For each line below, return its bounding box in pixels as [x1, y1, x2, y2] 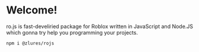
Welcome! [6, 4, 58, 17]
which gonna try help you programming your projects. [6, 29, 138, 36]
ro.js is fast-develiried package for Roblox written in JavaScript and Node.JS [6, 23, 194, 30]
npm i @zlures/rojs [6, 40, 55, 46]
